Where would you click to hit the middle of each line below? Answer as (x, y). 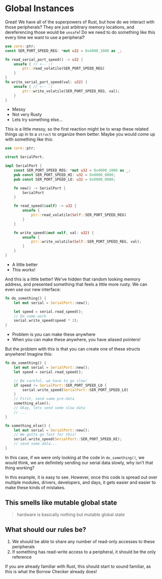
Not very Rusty (27, 115)
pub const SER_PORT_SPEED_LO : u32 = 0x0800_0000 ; (65, 179)
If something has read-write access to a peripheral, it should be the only (84, 552)
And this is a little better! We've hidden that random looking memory (73, 279)
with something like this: (29, 139)
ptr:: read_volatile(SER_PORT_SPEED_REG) (64, 68)
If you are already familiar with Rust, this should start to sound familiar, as (78, 566)
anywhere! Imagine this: (29, 354)
